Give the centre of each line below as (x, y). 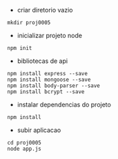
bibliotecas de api (42, 61)
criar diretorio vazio (45, 10)
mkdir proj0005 (29, 23)
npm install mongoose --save (49, 79)
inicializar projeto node (50, 35)
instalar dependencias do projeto (64, 104)
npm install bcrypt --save (46, 92)
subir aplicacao (39, 130)
